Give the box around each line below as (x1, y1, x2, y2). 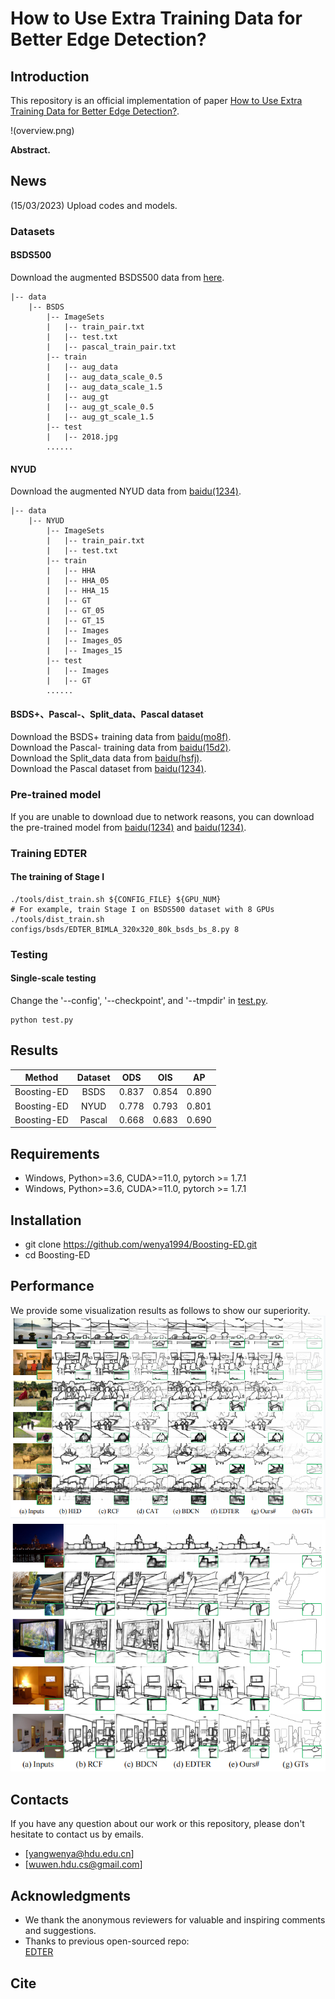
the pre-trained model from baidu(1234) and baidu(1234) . (10, 821, 247, 833)
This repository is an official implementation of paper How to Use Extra (10, 95, 303, 106)
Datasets (10, 224, 55, 238)
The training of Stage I (10, 871, 105, 883)
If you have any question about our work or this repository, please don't (10, 1818, 305, 1830)
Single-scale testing (10, 972, 97, 984)
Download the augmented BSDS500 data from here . (10, 271, 225, 283)
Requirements (10, 1145, 100, 1162)
